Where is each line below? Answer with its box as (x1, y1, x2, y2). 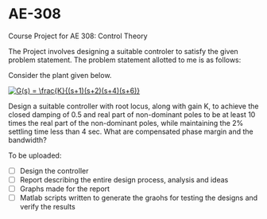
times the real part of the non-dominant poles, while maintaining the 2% (8, 118, 244, 127)
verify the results (19, 202, 75, 212)
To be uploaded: (8, 151, 62, 160)
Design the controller (19, 166, 89, 175)
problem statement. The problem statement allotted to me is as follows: (8, 55, 242, 65)
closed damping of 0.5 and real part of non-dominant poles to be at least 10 (8, 109, 256, 119)
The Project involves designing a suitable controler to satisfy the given (8, 46, 238, 56)
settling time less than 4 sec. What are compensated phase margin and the (8, 127, 254, 136)
